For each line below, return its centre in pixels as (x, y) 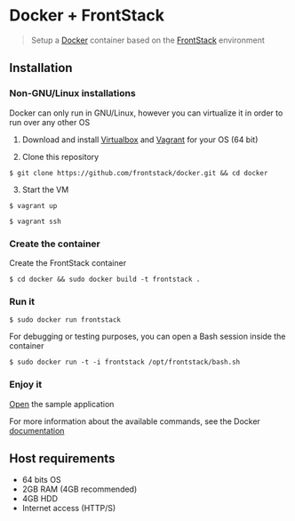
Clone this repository (60, 156)
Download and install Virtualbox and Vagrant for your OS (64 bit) (140, 140)
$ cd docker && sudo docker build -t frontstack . (105, 279)
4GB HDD (40, 499)
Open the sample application (62, 404)
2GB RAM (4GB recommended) (80, 489)
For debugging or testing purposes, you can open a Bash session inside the (147, 337)
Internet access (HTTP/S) (69, 509)
